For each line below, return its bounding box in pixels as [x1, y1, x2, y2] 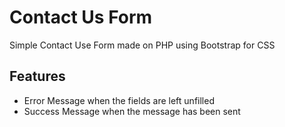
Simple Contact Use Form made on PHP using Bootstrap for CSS [9, 39, 276, 51]
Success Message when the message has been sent [23, 105, 241, 117]
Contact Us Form [9, 6, 153, 29]
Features [9, 68, 66, 85]
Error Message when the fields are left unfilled [23, 94, 215, 106]
